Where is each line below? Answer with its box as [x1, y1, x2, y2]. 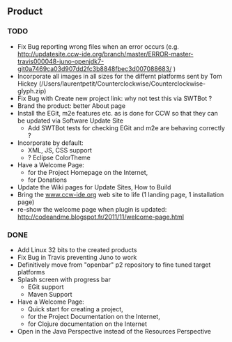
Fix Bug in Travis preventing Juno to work [17, 253, 137, 261]
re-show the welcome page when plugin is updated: [17, 205, 167, 213]
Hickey [17, 79, 38, 88]
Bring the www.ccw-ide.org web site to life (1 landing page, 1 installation [17, 190, 224, 199]
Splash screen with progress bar [17, 275, 111, 283]
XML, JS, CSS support [27, 146, 93, 154]
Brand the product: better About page [17, 101, 126, 110]
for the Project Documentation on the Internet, [27, 312, 160, 320]
